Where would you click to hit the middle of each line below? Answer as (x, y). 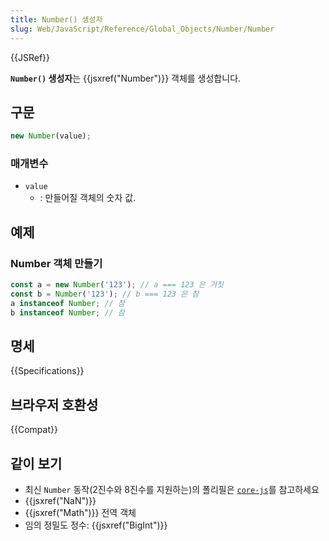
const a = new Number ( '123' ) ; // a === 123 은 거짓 (117, 285)
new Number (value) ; (51, 136)
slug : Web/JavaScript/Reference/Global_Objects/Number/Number (142, 29)
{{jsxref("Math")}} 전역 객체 (80, 513)
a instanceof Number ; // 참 (67, 303)
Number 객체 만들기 (56, 263)
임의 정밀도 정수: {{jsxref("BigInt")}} (96, 525)
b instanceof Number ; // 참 (67, 312)
